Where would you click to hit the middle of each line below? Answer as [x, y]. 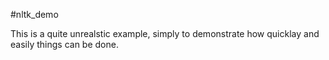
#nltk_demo [34, 14]
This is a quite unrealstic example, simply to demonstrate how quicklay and [165, 33]
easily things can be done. [64, 44]
